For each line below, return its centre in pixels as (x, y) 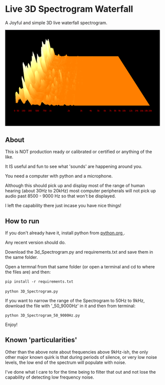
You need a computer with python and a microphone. (59, 176)
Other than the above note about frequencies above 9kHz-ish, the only (77, 352)
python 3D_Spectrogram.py (31, 291)
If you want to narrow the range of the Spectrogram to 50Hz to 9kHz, (75, 300)
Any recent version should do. (36, 242)
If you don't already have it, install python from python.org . (65, 233)
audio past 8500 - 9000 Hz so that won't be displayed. (61, 196)
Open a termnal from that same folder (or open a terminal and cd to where (80, 266)
